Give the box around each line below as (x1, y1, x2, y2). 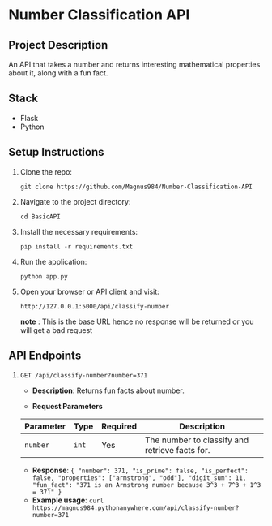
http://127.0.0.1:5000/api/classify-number (19, 302, 170, 310)
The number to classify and (144, 434, 249, 446)
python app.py (19, 272, 68, 281)
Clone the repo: (19, 166, 73, 176)
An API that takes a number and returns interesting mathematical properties (8, 59, 261, 69)
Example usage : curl (32, 495, 104, 505)
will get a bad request (19, 325, 93, 334)
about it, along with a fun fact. (8, 68, 108, 78)
